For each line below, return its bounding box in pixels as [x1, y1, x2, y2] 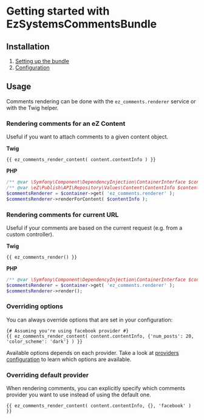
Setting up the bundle [15, 58, 70, 64]
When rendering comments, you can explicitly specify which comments [6, 385, 185, 392]
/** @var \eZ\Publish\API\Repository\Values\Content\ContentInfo [6, 184, 175, 191]
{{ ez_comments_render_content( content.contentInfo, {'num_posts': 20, [6, 333, 194, 339]
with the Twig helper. [6, 104, 59, 111]
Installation [6, 41, 50, 52]
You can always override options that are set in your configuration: [6, 316, 173, 323]
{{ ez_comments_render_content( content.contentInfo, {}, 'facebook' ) [6, 403, 191, 409]
